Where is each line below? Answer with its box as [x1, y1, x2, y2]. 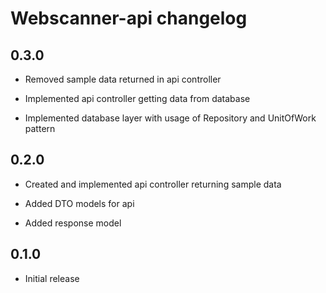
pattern [24, 123, 56, 134]
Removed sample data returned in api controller [24, 73, 222, 85]
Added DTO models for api [24, 197, 135, 209]
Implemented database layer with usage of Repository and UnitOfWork [24, 112, 317, 124]
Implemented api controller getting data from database [24, 93, 251, 104]
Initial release [24, 272, 80, 284]
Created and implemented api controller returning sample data [24, 178, 282, 190]
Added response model [24, 217, 122, 229]
